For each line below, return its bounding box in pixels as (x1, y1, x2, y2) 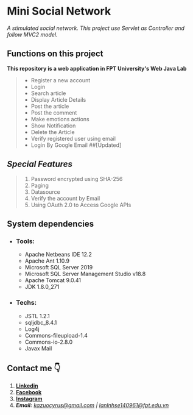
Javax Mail (24, 344, 52, 352)
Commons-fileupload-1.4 (24, 332, 88, 339)
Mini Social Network (7, 4, 111, 18)
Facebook (15, 389, 42, 396)
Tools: (15, 236, 35, 245)
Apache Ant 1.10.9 (24, 257, 69, 264)
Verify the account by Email (30, 194, 100, 202)
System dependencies (7, 218, 94, 229)
